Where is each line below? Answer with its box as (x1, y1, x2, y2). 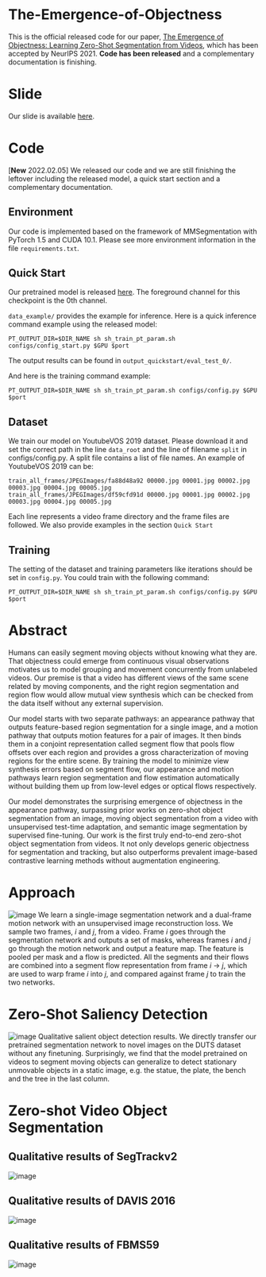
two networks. (8, 977, 56, 987)
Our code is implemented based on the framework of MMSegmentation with (8, 226, 257, 236)
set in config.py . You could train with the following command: (8, 573, 210, 582)
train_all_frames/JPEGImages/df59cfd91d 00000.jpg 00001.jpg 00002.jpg (8, 491, 250, 499)
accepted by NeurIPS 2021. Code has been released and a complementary (8, 48, 255, 58)
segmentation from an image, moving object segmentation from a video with (8, 814, 259, 823)
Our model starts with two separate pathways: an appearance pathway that (8, 714, 255, 723)
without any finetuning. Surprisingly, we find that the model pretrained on (8, 1048, 248, 1058)
